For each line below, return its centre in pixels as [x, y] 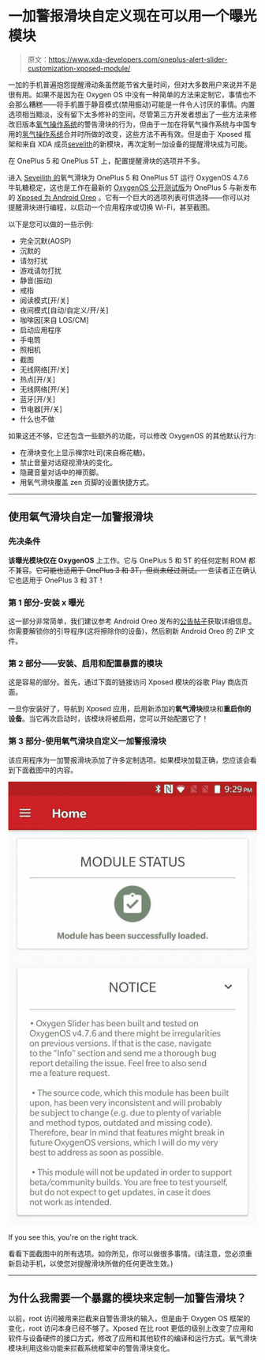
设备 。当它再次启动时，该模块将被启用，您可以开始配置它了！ [108, 719]
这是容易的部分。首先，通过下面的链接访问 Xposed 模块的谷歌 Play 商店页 [128, 682]
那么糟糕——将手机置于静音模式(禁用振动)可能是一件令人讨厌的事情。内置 [135, 104]
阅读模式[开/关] [44, 300]
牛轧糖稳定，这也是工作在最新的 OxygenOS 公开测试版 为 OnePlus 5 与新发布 [132, 188]
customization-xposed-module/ [79, 68]
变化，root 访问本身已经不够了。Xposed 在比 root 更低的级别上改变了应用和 [131, 1328]
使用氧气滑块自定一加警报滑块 [81, 517]
